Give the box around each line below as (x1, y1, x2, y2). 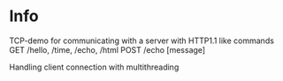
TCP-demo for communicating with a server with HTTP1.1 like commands (9, 35, 274, 46)
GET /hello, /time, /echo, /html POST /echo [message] (9, 44, 206, 55)
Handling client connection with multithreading (9, 62, 180, 72)
